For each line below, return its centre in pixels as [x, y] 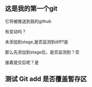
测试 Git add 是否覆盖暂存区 [46, 79]
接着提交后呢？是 [22, 62]
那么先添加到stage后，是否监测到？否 [42, 52]
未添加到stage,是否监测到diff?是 [37, 42]
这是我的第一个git [31, 9]
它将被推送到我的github [28, 21]
